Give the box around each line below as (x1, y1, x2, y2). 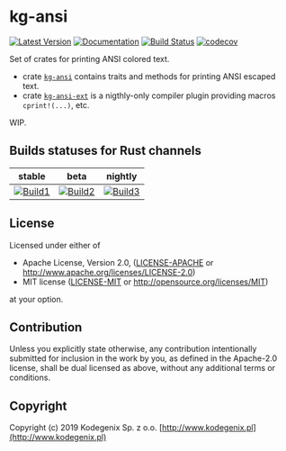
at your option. (9, 293, 64, 304)
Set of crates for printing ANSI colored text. (9, 53, 170, 64)
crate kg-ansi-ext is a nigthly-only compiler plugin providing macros (22, 90, 276, 101)
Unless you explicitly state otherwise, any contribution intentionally (9, 344, 257, 355)
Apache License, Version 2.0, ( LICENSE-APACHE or (22, 257, 214, 267)
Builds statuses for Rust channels (9, 143, 202, 158)
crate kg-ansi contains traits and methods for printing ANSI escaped (22, 70, 276, 82)
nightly (106, 169, 138, 182)
